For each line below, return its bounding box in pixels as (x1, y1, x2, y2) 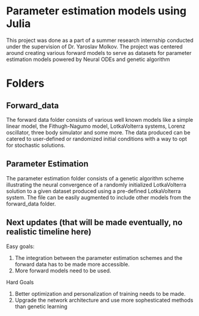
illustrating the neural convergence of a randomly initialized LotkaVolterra (6, 181, 186, 188)
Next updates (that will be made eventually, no (6, 217, 183, 228)
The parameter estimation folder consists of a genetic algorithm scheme (6, 174, 184, 182)
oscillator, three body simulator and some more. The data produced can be (6, 128, 191, 136)
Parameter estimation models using (6, 4, 187, 18)
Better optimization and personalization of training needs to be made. (14, 290, 186, 297)
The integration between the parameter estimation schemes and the (14, 254, 183, 261)
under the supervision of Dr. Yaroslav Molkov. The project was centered (6, 43, 183, 50)
